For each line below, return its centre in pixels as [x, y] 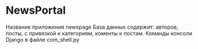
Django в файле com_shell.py [43, 39]
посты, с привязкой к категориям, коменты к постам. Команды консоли [99, 33]
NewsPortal [36, 10]
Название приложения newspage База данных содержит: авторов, [92, 27]
